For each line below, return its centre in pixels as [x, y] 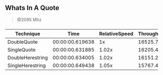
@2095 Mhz [29, 19]
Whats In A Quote [32, 8]
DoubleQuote [23, 42]
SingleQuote [22, 49]
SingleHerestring [27, 65]
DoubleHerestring [28, 58]
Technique [28, 33]
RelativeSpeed [116, 33]
